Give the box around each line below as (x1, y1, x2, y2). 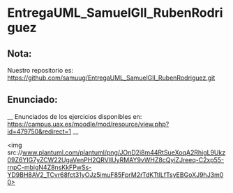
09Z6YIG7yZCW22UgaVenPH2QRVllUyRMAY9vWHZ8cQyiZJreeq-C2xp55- (7, 155, 225, 164)
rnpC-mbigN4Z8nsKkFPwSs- (7, 163, 92, 171)
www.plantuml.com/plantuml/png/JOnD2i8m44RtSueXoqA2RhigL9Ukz (22, 148, 226, 157)
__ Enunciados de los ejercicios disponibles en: (7, 112, 142, 120)
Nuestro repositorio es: (7, 66, 73, 74)
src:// (7, 148, 23, 157)
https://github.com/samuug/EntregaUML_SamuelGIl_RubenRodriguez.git (7, 73, 216, 82)
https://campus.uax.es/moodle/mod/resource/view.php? (7, 120, 170, 128)
